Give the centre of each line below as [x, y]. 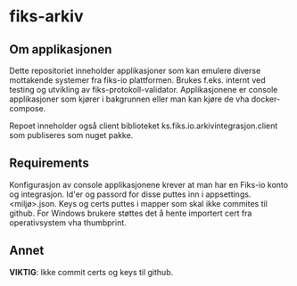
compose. [28, 108]
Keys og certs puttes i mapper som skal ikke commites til [163, 203]
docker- [266, 99]
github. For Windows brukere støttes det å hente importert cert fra [131, 213]
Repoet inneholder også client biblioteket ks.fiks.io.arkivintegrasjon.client [144, 126]
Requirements [49, 163]
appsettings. [228, 194]
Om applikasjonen [61, 49]
